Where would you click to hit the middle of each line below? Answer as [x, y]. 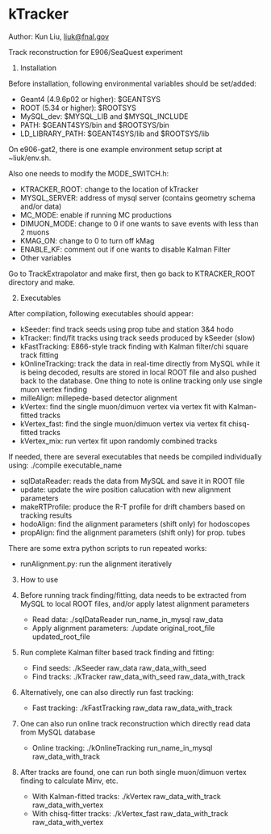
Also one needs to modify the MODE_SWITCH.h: [89, 173]
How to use [39, 579]
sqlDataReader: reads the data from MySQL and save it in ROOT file [132, 481]
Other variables [46, 258]
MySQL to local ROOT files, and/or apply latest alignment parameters [135, 603]
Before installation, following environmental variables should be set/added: [132, 83]
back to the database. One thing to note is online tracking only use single [141, 380]
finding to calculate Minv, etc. [69, 781]
